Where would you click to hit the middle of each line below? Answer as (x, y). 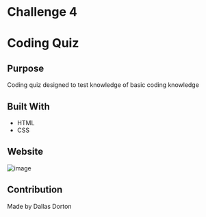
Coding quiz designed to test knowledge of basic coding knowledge (103, 85)
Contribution (35, 190)
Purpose (26, 68)
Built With (28, 106)
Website (25, 152)
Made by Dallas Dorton (39, 206)
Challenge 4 (42, 12)
